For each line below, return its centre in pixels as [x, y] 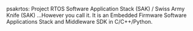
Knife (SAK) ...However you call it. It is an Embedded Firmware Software [96, 15]
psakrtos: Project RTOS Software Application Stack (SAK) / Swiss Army [96, 9]
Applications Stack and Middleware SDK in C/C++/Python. [79, 22]
